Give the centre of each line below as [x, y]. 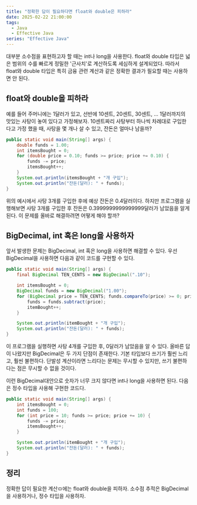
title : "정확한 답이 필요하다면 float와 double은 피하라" [69, 11]
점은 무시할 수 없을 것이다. [47, 368]
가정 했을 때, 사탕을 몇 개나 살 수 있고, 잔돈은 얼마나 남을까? [84, 128]
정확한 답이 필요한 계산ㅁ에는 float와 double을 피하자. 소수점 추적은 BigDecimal [97, 489]
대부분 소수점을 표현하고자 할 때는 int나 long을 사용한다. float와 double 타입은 [95, 56]
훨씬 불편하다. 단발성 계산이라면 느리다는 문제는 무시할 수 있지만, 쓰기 [93, 361]
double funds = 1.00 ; [43, 145]
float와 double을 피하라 [47, 98]
